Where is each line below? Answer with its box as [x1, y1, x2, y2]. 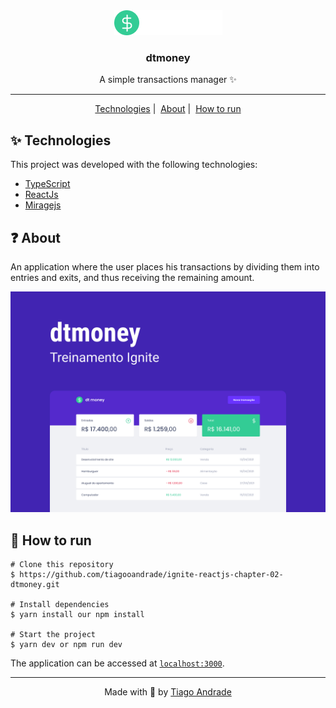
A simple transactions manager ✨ [99, 74, 237, 86]
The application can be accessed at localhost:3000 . [10, 657, 225, 669]
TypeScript [24, 178, 71, 190]
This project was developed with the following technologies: [10, 159, 258, 171]
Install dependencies [19, 600, 110, 610]
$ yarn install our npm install [10, 610, 145, 620]
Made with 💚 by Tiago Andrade [104, 686, 232, 698]
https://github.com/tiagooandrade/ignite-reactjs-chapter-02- [19, 570, 284, 580]
